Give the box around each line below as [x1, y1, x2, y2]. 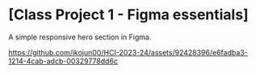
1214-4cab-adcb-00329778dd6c [8, 56, 119, 66]
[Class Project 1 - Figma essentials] [8, 6, 249, 24]
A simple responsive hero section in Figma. [8, 32, 152, 42]
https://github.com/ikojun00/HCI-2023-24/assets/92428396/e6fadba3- [8, 47, 248, 57]
